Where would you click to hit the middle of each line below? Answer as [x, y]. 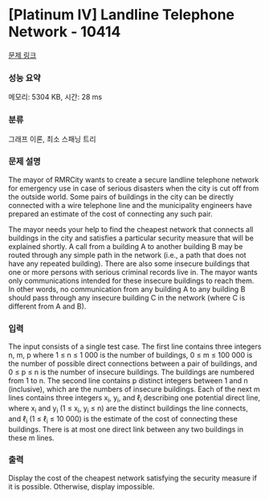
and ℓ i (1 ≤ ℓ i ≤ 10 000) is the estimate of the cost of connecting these [123, 419]
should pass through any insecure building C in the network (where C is [127, 297]
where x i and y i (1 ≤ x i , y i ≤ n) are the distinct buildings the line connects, [128, 409]
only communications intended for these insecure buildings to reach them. [131, 280]
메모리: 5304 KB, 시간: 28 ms [55, 97]
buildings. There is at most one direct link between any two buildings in [126, 429]
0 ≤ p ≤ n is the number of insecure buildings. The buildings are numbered [131, 372]
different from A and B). [47, 306]
